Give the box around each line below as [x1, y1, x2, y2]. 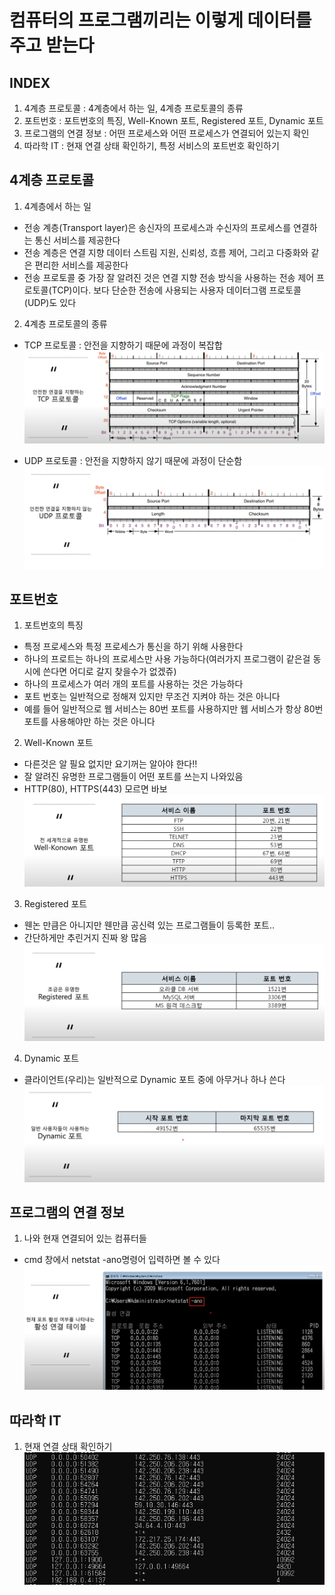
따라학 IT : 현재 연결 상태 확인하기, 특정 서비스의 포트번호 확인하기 [23, 140, 280, 151]
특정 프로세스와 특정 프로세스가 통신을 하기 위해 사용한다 [23, 641, 244, 653]
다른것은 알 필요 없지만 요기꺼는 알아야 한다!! [23, 758, 198, 770]
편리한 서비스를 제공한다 [34, 259, 129, 271]
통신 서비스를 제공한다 [34, 234, 121, 246]
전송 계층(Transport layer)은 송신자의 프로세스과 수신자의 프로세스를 [23, 221, 292, 233]
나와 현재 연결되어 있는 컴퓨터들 [23, 1232, 147, 1245]
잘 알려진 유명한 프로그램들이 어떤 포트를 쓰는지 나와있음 [23, 771, 244, 783]
